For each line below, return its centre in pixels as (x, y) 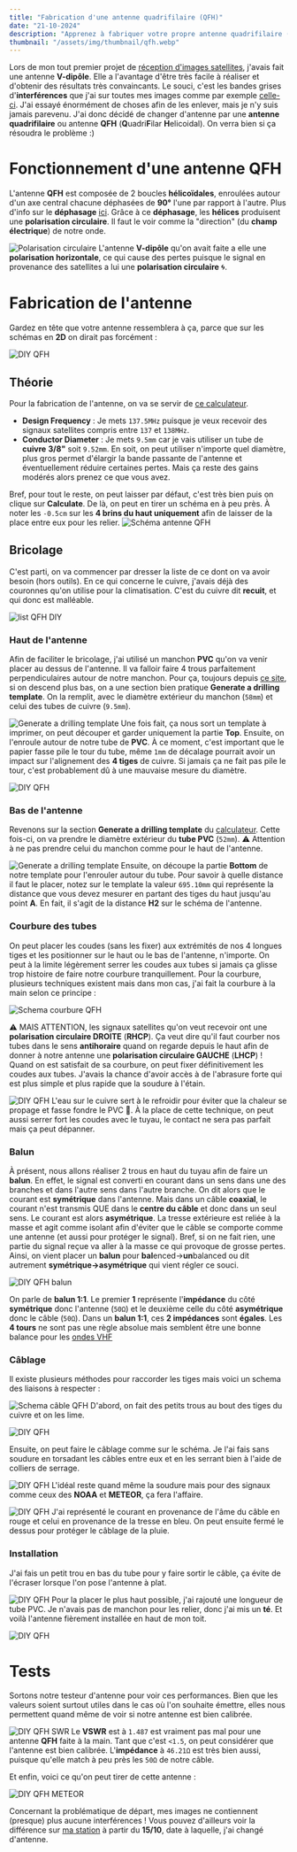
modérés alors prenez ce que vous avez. (96, 477)
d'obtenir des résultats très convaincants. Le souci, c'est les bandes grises (145, 86)
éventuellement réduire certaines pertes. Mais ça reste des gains (140, 467)
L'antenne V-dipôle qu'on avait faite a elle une (183, 248)
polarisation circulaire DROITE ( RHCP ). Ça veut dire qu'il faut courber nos (145, 1036)
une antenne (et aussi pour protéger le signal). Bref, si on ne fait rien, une (142, 1237)
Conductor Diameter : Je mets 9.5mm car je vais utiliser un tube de (142, 439)
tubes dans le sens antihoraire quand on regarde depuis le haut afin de (139, 1046)
